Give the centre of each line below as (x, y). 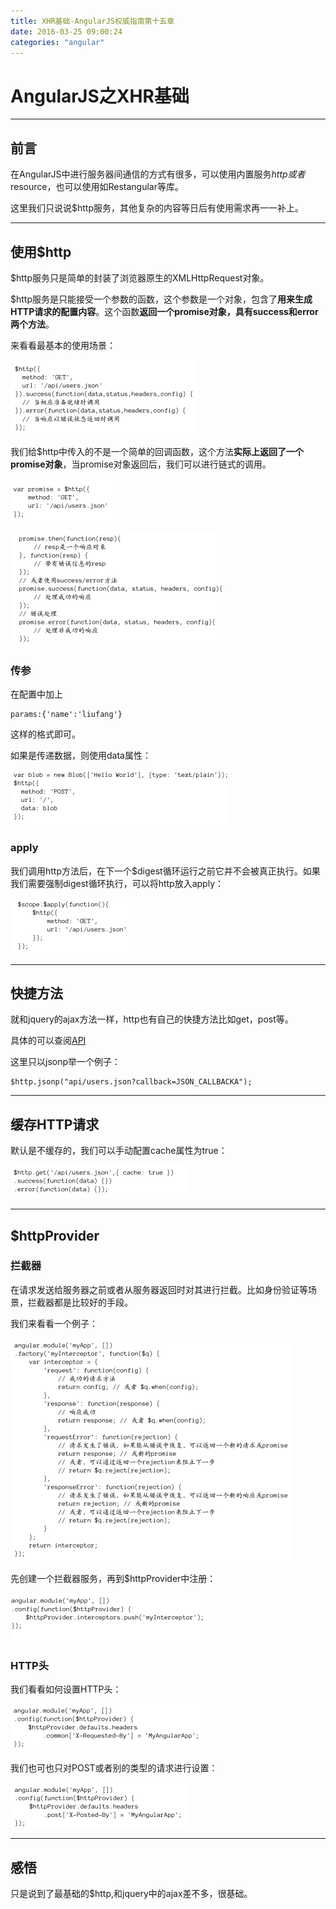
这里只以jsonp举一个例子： (66, 1062)
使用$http (41, 251)
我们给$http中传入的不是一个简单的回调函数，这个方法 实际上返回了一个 (157, 451)
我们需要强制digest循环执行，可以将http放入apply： (117, 883)
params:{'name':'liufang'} (66, 715)
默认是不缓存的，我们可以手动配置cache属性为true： (119, 1151)
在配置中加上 (36, 694)
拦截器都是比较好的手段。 (80, 1302)
